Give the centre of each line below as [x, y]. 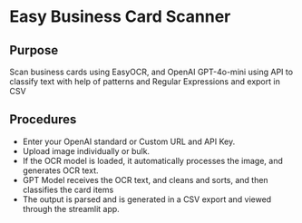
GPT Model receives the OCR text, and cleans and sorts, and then [146, 179]
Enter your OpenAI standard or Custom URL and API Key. [129, 141]
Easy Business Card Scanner [120, 17]
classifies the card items [68, 189]
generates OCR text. [60, 170]
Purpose [34, 50]
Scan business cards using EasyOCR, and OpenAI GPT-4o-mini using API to [151, 72]
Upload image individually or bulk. [86, 150]
